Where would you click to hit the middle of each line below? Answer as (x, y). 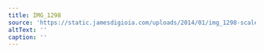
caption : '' (27, 37)
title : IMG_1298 (35, 15)
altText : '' (27, 30)
